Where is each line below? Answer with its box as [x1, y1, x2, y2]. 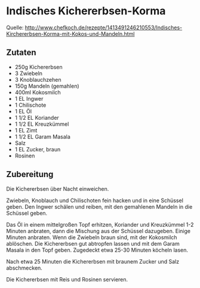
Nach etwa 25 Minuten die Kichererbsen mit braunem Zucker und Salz [6, 258, 180, 265]
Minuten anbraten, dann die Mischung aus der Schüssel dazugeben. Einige [6, 227, 191, 234]
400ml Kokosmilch [14, 88, 61, 96]
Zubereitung [6, 169, 54, 179]
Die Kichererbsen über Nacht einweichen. [6, 185, 109, 192]
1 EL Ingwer [14, 95, 44, 102]
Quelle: [6, 24, 24, 31]
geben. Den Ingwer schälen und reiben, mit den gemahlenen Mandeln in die [6, 203, 193, 210]
